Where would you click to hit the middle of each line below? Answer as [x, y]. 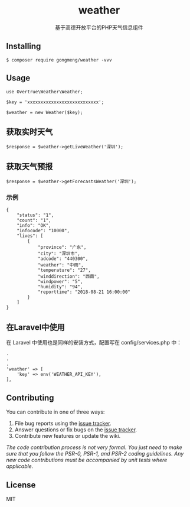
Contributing [30, 397]
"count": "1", [34, 220]
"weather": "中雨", [60, 265]
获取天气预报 [30, 166]
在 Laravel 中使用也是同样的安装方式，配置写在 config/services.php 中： [94, 343]
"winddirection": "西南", [68, 277]
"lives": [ [30, 236]
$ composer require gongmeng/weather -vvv [59, 60]
